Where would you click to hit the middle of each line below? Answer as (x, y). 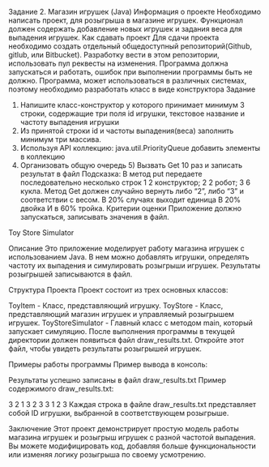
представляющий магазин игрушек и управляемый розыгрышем (122, 314)
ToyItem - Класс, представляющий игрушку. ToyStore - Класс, (116, 306)
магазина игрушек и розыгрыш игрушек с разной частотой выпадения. (132, 437)
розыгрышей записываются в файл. (70, 274)
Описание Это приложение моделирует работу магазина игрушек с (126, 248)
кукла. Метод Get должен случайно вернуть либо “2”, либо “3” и (132, 191)
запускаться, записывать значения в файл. (95, 217)
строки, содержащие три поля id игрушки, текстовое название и (132, 114)
